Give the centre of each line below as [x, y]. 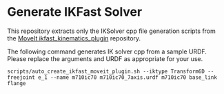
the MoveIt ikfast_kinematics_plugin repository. [74, 38]
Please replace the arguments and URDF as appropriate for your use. [105, 58]
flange [17, 83]
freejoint [21, 77]
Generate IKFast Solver [75, 12]
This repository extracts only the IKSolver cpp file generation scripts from [111, 31]
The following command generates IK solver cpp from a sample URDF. [107, 51]
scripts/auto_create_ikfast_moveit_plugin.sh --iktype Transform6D [106, 71]
